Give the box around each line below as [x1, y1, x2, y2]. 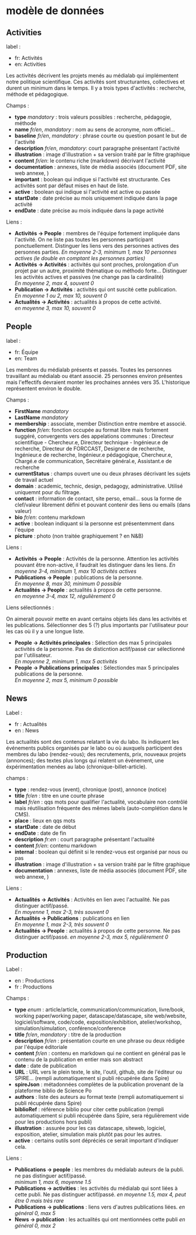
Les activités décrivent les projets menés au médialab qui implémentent [6, 72, 179, 79]
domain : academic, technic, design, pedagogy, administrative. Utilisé [14, 482, 183, 490]
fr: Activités [14, 55, 43, 61]
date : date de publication [14, 1062, 77, 1069]
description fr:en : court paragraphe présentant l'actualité [14, 835, 155, 843]
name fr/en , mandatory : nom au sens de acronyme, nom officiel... [14, 126, 176, 133]
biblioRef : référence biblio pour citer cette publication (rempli [14, 1106, 164, 1113]
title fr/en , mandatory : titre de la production [14, 1031, 122, 1038]
